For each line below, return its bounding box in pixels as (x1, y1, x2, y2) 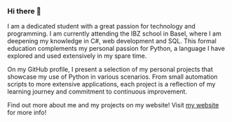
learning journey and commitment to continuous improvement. (7, 87, 188, 96)
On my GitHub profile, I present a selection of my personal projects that (7, 66, 214, 74)
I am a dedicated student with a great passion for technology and (7, 22, 196, 31)
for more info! (7, 108, 47, 117)
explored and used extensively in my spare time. (7, 52, 147, 60)
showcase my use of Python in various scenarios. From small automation (7, 73, 218, 81)
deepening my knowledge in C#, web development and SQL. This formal (7, 37, 217, 45)
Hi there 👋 (7, 6, 42, 16)
